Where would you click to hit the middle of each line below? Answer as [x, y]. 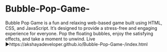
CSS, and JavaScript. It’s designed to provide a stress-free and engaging [81, 28]
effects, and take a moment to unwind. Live [50, 39]
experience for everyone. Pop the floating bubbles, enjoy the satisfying [79, 33]
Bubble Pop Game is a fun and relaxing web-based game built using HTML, [84, 23]
